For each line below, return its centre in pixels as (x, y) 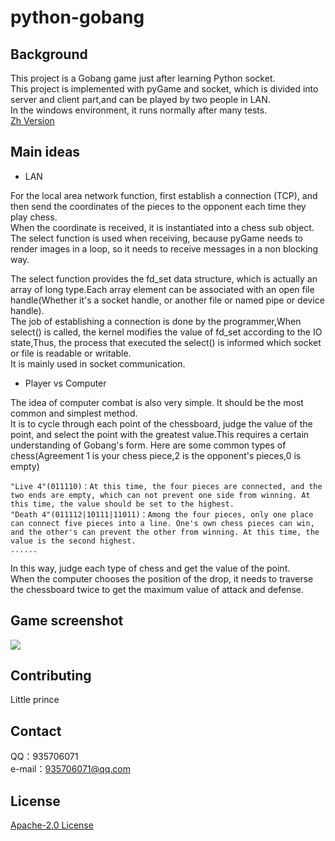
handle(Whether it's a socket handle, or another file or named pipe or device (167, 300)
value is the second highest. (73, 541)
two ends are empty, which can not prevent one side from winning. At (160, 495)
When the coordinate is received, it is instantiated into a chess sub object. (162, 227)
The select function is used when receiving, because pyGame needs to (157, 238)
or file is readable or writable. (71, 353)
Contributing (51, 676)
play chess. (34, 217)
